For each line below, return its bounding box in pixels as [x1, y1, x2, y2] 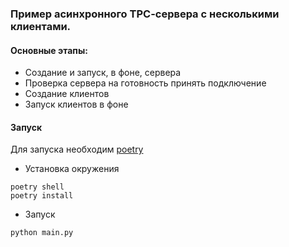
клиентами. [10, 19, 72, 33]
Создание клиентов [24, 88, 110, 100]
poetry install [10, 191, 74, 201]
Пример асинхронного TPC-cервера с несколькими [10, 7, 280, 21]
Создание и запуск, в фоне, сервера [24, 67, 182, 79]
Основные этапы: [10, 44, 88, 56]
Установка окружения [24, 163, 120, 175]
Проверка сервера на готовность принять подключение [24, 77, 267, 89]
